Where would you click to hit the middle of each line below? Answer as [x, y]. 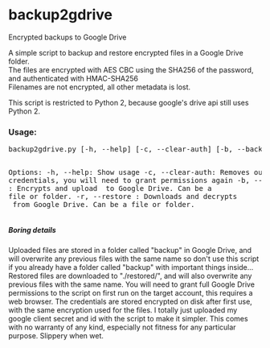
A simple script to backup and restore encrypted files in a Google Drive [126, 52]
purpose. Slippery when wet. [56, 336]
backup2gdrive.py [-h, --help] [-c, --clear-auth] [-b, [121, 149]
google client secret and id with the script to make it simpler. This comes [128, 319]
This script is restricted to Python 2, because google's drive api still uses [129, 102]
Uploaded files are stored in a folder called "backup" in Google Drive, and [130, 251]
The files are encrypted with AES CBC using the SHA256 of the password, [131, 69]
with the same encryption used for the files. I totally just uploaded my [123, 310]
